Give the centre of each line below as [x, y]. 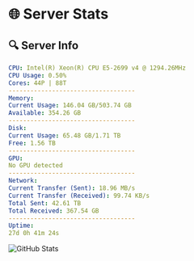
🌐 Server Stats [59, 14]
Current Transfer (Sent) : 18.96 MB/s [72, 188]
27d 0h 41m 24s [34, 234]
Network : [23, 181]
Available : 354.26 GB [45, 113]
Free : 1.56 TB [32, 143]
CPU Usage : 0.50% [38, 75]
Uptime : [21, 226]
